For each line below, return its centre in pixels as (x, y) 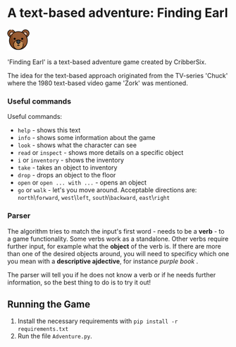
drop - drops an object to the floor (67, 175)
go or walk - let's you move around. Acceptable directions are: (107, 190)
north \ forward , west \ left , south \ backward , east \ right (94, 198)
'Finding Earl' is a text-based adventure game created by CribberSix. (107, 62)
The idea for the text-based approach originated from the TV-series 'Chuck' (118, 75)
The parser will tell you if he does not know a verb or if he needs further (112, 275)
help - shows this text (49, 130)
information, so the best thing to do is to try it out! (79, 282)
